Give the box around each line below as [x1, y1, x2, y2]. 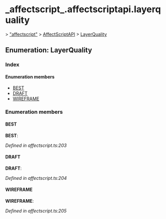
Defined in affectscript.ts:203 [5, 142, 67, 148]
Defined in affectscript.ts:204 [5, 175, 67, 181]
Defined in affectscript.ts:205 [5, 207, 67, 214]
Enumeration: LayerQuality [5, 46, 92, 54]
